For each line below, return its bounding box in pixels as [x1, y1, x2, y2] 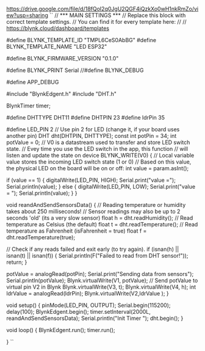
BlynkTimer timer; [6, 102, 51, 109]
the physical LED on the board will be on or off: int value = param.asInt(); [6, 165, 189, 172]
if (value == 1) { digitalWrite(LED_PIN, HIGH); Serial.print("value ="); [6, 176, 176, 184]
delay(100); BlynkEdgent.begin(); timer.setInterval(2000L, [6, 308, 151, 315]
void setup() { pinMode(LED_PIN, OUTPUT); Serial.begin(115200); [6, 302, 171, 309]
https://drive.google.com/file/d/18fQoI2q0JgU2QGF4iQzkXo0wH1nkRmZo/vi [6, 5, 199, 12]
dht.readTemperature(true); [6, 234, 76, 241]
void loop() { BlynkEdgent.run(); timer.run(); [6, 327, 116, 333]
